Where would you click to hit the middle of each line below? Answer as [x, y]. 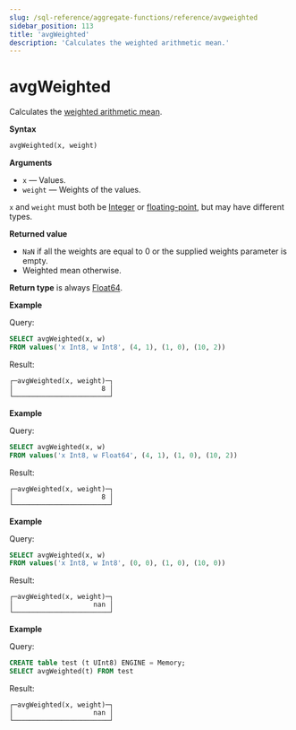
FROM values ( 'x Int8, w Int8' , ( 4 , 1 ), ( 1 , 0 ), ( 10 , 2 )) [118, 347]
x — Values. [44, 180]
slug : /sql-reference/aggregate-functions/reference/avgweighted [133, 17]
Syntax [23, 129]
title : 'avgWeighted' [50, 34]
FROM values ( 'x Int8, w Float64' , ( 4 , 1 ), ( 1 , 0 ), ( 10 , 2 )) [124, 455]
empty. [35, 261]
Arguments [31, 163]
